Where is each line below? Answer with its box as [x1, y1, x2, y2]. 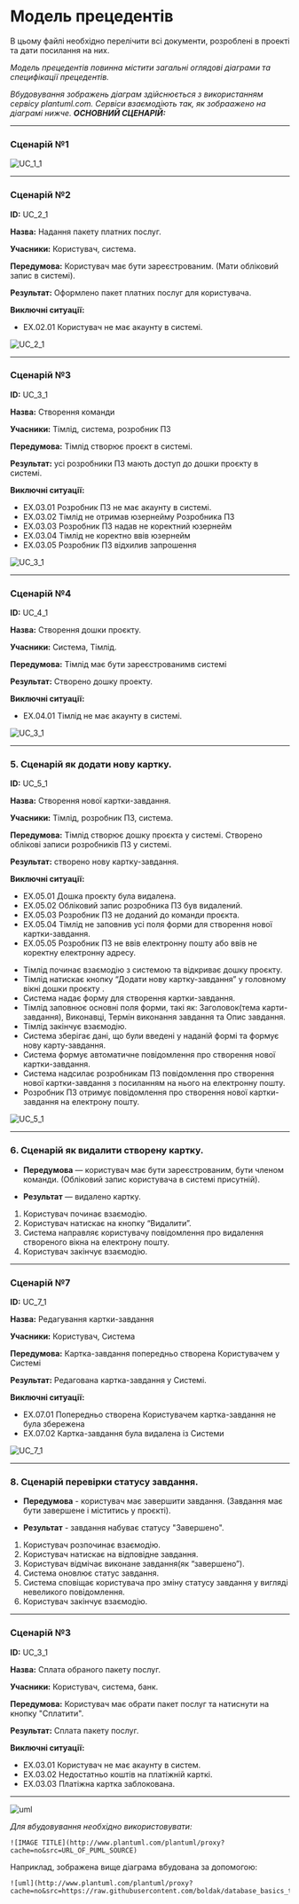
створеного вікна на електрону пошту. [22, 1236, 170, 1247]
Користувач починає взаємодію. [22, 1208, 147, 1219]
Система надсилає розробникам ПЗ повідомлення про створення [22, 1068, 274, 1079]
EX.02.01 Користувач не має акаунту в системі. [22, 321, 203, 332]
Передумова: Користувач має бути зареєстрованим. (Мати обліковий [10, 260, 279, 271]
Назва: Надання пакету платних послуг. [10, 226, 162, 237]
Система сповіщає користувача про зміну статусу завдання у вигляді [22, 1577, 288, 1588]
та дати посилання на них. [10, 44, 110, 55]
